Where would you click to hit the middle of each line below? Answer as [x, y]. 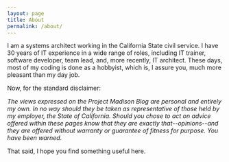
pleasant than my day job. [44, 75]
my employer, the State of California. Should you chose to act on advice [109, 116]
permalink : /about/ [35, 26]
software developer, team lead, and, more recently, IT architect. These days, [115, 60]
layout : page [26, 13]
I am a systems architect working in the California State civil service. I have [113, 46]
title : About [26, 20]
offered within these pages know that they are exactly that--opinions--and [113, 124]
